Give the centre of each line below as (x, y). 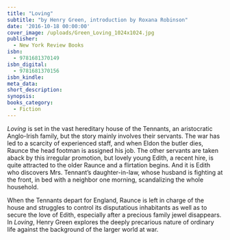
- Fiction (27, 109)
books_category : (30, 103)
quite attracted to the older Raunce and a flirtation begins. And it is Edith (109, 165)
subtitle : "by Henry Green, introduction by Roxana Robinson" (98, 20)
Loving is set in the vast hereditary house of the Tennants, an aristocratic (110, 128)
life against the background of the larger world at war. (83, 229)
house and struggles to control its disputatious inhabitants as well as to (107, 207)
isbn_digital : (27, 64)
